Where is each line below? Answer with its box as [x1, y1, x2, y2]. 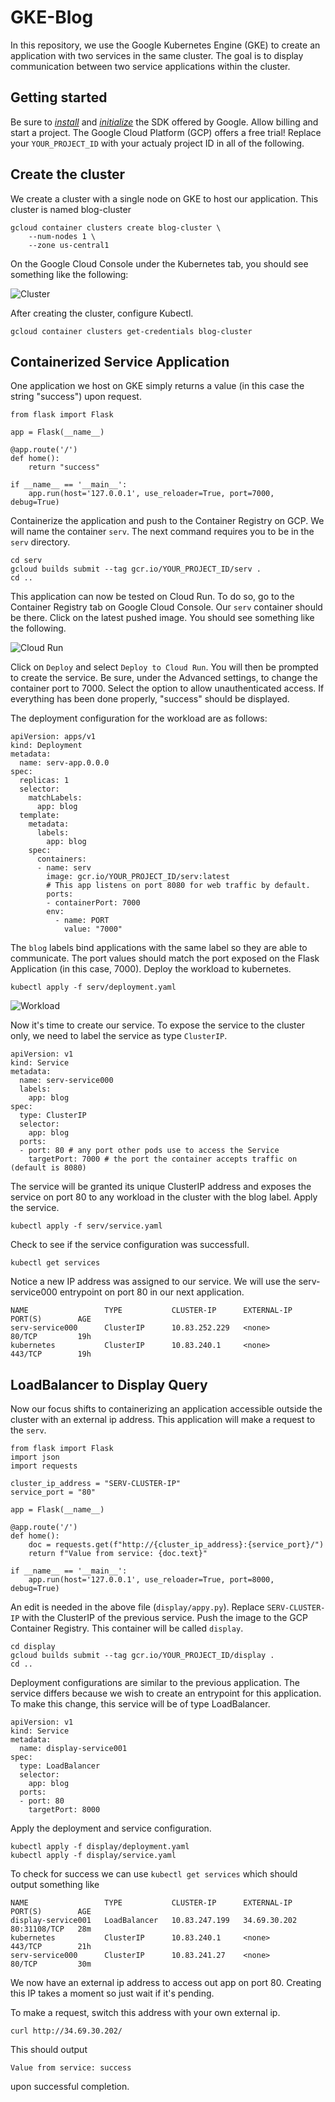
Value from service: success [10, 2063, 132, 2073]
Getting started [10, 89, 108, 106]
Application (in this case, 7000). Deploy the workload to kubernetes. [10, 963, 292, 975]
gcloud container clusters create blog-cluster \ [10, 222, 222, 233]
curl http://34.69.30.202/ [10, 2026, 123, 2036]
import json [10, 1452, 60, 1463]
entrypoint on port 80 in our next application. [59, 1286, 245, 1298]
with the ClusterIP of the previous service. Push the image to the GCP [21, 1612, 308, 1624]
